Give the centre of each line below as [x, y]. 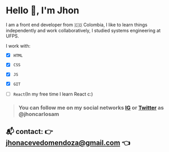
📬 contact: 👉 [30, 131]
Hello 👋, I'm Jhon [43, 11]
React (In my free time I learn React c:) [53, 94]
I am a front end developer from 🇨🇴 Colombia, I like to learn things [77, 25]
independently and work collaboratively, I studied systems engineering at [83, 30]
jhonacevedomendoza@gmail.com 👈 [68, 142]
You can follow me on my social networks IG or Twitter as [91, 108]
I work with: [18, 46]
